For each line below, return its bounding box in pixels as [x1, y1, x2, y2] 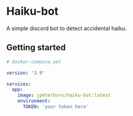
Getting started [6, 42, 66, 53]
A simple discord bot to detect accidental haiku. [6, 25, 127, 32]
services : [6, 81, 32, 87]
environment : [17, 98, 51, 104]
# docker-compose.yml [6, 58, 62, 65]
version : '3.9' [6, 69, 45, 76]
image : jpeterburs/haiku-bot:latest [17, 92, 112, 99]
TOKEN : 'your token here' [22, 104, 89, 110]
